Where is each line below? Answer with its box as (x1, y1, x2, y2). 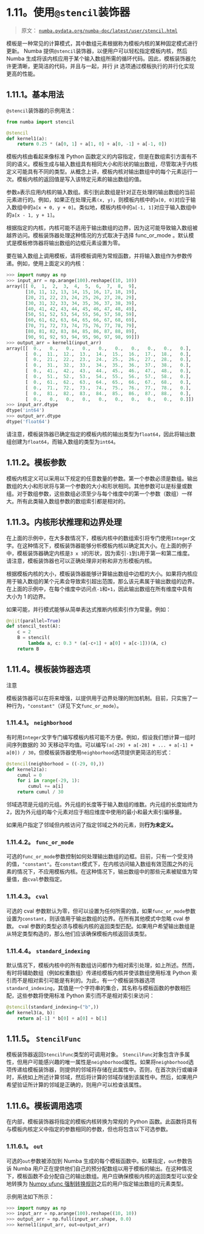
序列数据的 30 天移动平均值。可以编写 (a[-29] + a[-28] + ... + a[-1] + (11, 741, 194, 748)
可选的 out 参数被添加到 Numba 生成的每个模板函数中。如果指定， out (6, 1157, 177, 1164)
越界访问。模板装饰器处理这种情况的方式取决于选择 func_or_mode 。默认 (6, 232, 189, 239)
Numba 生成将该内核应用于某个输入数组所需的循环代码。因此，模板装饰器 (6, 55, 191, 62)
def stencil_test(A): (6, 623, 61, 629)
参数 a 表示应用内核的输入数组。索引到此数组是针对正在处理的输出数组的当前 (6, 189, 195, 196)
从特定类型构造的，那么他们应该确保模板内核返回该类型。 (6, 930, 150, 937)
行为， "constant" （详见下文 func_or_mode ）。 (11, 702, 123, 709)
